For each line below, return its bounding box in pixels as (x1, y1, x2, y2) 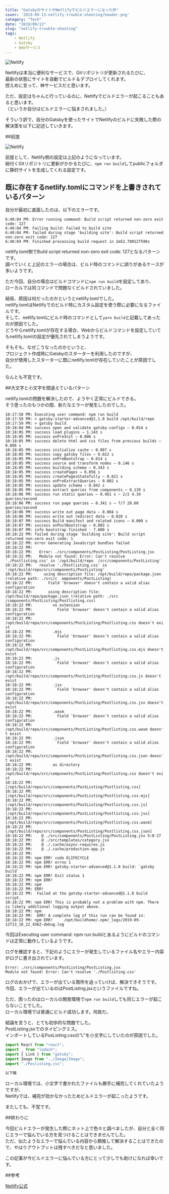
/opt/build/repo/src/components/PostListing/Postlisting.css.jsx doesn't (5, 700, 164, 705)
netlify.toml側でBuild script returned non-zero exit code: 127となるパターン (5, 249, 160, 255)
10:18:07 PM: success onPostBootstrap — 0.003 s (5, 523, 109, 528)
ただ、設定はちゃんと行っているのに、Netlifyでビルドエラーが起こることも (5, 93, 160, 99)
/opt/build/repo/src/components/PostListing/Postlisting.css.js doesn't (5, 674, 161, 679)
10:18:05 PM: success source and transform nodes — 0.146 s (5, 461, 135, 466)
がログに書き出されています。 (5, 955, 67, 961)
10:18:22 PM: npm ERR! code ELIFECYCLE (5, 855, 89, 861)
